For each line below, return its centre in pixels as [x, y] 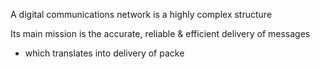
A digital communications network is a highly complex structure [141, 14]
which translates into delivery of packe [104, 53]
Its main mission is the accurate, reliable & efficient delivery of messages [160, 33]
